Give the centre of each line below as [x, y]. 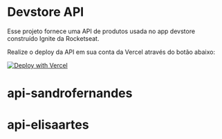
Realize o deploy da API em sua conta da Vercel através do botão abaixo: [111, 52]
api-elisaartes [48, 125]
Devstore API [46, 12]
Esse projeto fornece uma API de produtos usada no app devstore [101, 31]
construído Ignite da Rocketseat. [53, 38]
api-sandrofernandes [70, 93]
